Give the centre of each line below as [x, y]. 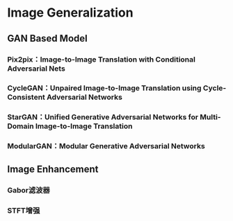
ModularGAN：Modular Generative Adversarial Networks [106, 146]
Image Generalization [70, 13]
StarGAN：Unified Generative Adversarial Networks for [103, 117]
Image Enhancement [53, 169]
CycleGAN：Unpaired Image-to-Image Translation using [104, 88]
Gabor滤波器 [29, 190]
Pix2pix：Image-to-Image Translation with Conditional [102, 59]
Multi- [210, 117]
